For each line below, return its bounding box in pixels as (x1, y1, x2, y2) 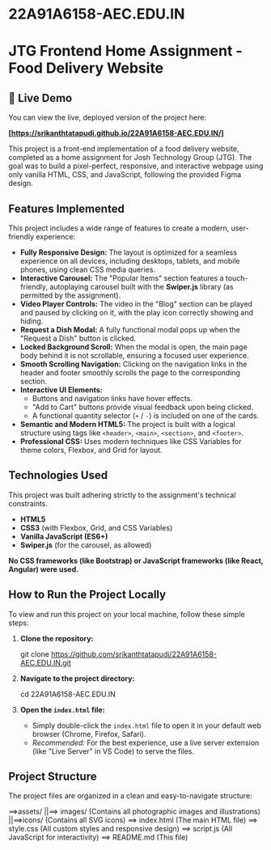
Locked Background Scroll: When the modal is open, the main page (19, 342, 248, 352)
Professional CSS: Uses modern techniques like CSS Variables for (19, 437, 242, 446)
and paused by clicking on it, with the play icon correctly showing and (19, 308, 253, 317)
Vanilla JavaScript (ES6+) (19, 531, 108, 541)
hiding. (19, 316, 44, 326)
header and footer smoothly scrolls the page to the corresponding (19, 368, 241, 377)
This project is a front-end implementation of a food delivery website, (8, 144, 240, 154)
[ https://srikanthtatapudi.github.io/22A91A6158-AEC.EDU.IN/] (8, 129, 224, 138)
